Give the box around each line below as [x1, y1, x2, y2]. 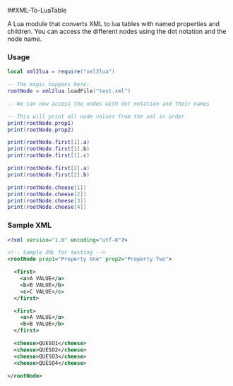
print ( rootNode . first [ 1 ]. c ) [7, 152, 90, 159]
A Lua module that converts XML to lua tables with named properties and [7, 20, 220, 28]
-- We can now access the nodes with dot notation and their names [7, 100, 210, 107]
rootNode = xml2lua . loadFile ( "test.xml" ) [7, 88, 131, 95]
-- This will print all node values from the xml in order [7, 113, 185, 120]
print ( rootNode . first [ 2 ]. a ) [7, 165, 90, 172]
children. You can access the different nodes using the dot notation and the [7, 28, 227, 35]
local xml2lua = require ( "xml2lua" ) [7, 68, 115, 76]
